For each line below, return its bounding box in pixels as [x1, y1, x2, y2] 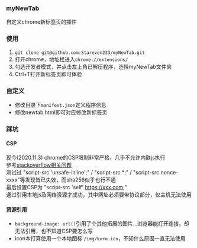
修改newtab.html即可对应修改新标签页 [14, 109, 108, 116]
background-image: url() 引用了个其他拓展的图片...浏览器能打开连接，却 [14, 220, 189, 227]
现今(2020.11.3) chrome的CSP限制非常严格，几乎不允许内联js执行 [6, 154, 166, 161]
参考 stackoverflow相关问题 [6, 161, 72, 168]
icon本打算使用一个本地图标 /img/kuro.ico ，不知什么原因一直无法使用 [14, 235, 186, 242]
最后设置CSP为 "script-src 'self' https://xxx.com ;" [6, 184, 127, 191]
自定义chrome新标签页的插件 [6, 18, 77, 26]
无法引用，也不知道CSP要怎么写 [14, 227, 93, 235]
